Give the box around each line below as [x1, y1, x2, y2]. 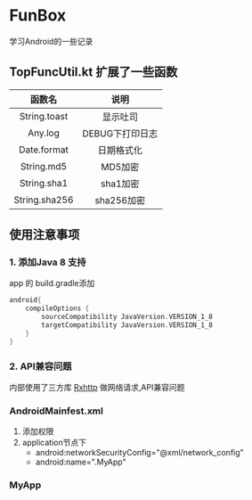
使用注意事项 [9, 227, 80, 242]
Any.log [28, 127, 60, 139]
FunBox [9, 5, 67, 26]
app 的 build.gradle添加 [9, 278, 95, 289]
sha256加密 [94, 193, 145, 206]
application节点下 [21, 438, 87, 448]
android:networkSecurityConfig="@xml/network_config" [35, 447, 245, 458]
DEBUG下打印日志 [82, 127, 159, 139]
